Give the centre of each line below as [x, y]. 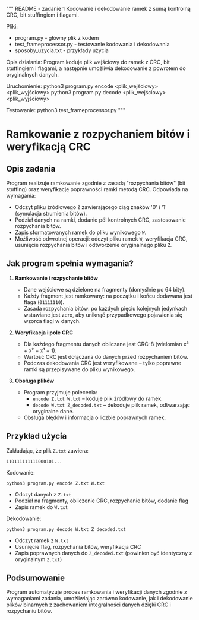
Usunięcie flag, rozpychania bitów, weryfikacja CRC [78, 546]
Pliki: [12, 26]
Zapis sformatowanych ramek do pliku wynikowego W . [80, 232]
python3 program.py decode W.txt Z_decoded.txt [66, 529]
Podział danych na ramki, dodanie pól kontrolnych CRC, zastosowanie [100, 220]
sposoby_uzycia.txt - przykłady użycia [61, 50]
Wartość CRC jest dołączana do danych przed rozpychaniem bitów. [106, 356]
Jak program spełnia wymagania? [70, 264]
